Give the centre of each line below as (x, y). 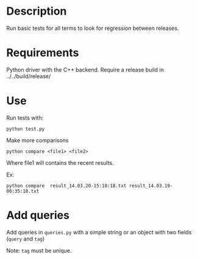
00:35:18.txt (23, 191)
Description (37, 11)
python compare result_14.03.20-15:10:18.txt (66, 186)
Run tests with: (25, 118)
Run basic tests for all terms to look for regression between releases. (93, 28)
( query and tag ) (26, 239)
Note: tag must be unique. (39, 250)
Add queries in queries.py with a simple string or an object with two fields (99, 232)
